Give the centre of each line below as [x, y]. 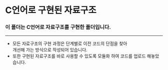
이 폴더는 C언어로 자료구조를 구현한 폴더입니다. [58, 27]
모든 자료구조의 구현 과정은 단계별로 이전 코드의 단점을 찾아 [70, 43]
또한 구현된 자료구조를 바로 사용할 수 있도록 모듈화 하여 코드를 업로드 [79, 56]
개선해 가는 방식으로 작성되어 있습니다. [50, 50]
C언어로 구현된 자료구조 [51, 10]
